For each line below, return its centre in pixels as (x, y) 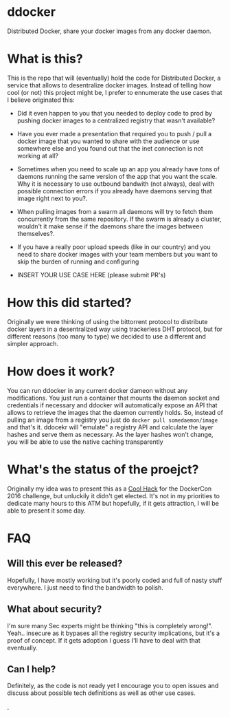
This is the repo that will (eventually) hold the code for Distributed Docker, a (114, 78)
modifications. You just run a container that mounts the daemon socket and (113, 398)
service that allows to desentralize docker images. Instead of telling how (109, 85)
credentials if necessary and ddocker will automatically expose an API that (112, 405)
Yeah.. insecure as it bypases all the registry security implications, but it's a (114, 633)
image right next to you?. (52, 198)
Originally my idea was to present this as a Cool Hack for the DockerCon (110, 489)
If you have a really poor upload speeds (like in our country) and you (114, 247)
